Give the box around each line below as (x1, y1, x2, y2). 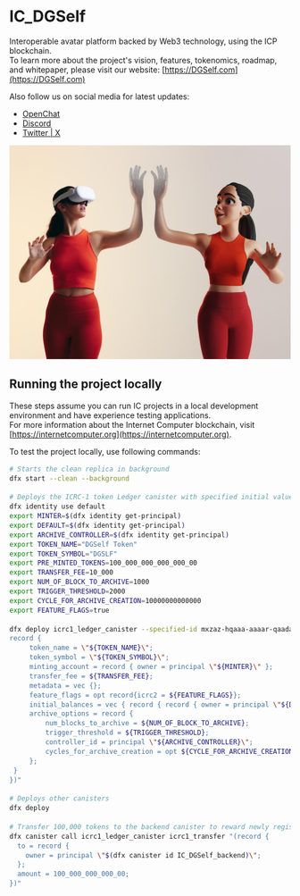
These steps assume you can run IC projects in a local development (9, 400, 259, 411)
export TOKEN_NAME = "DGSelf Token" (9, 540, 138, 548)
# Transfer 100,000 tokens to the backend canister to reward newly (9, 822, 270, 832)
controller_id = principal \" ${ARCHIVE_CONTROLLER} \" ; (45, 738, 254, 747)
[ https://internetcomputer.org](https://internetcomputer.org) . (9, 429, 232, 440)
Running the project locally (9, 377, 162, 392)
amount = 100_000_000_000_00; (17, 869, 129, 879)
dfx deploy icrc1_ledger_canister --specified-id (9, 624, 198, 633)
